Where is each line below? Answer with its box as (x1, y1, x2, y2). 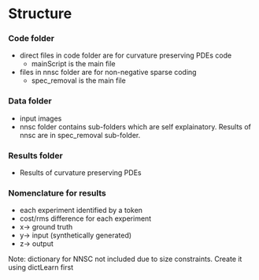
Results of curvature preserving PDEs (19, 168, 142, 177)
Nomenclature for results (8, 188, 106, 198)
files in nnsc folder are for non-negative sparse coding (19, 68, 197, 77)
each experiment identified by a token (19, 206, 143, 215)
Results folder (8, 150, 63, 161)
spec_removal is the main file (31, 76, 126, 85)
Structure (8, 5, 72, 23)
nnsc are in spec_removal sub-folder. (19, 130, 141, 140)
